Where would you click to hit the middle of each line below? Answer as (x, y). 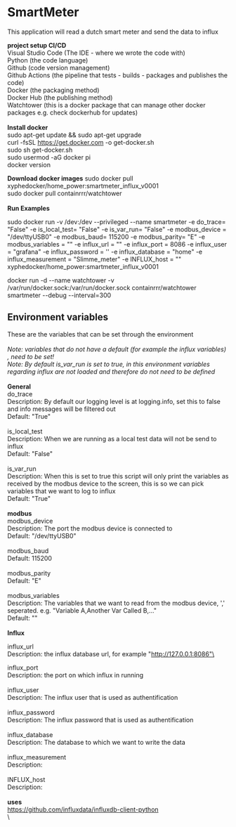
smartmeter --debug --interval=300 (59, 295)
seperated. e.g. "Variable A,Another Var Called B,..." (82, 610)
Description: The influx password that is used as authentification (100, 719)
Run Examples (29, 208)
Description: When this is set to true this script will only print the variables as (118, 476)
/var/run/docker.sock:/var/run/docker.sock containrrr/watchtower (102, 287)
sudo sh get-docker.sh (40, 150)
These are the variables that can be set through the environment (100, 334)
